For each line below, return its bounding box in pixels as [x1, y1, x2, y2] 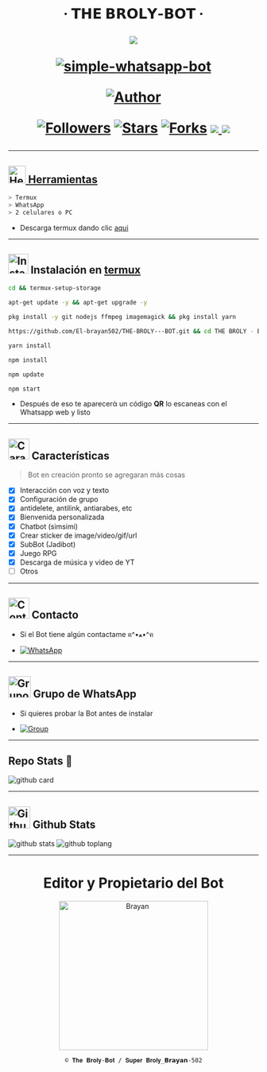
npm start [8, 385, 41, 393]
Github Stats [32, 818, 96, 831]
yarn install [8, 341, 52, 350]
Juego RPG [19, 548, 57, 557]
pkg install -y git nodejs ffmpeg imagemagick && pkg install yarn [8, 313, 237, 321]
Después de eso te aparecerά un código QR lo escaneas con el [19, 399, 228, 409]
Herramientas [27, 173, 98, 186]
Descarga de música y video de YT [19, 557, 135, 567]
